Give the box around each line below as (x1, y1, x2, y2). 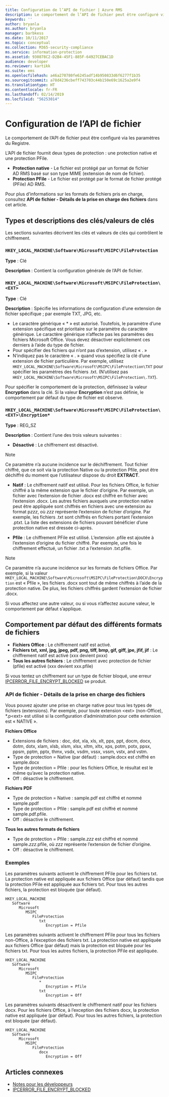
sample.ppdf (12, 800, 39, 806)
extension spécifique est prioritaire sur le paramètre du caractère (12, 326, 148, 332)
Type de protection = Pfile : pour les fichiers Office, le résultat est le (12, 765, 153, 771)
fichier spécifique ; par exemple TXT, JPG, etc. (5, 311, 102, 317)
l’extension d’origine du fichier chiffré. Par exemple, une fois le (12, 540, 142, 546)
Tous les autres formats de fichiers (5, 826, 80, 832)
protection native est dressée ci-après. (12, 525, 93, 531)
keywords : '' (5, 17, 33, 22)
